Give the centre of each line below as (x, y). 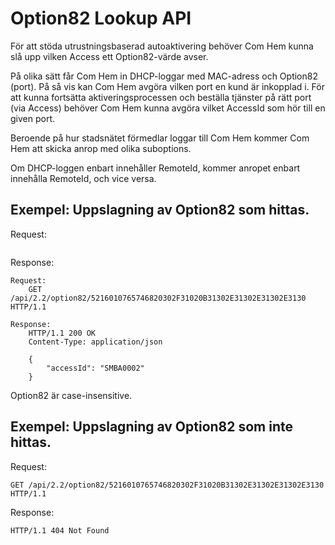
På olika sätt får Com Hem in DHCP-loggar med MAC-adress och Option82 (164, 76)
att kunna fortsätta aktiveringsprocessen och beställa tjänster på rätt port (161, 97)
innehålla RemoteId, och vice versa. (83, 178)
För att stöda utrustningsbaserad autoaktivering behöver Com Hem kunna (162, 46)
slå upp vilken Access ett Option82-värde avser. (109, 56)
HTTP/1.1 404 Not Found (60, 530)
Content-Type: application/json (95, 342)
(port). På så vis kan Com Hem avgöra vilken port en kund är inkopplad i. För (167, 86)
